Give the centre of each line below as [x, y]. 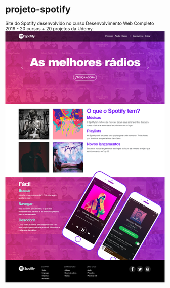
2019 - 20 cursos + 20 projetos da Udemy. [50, 28]
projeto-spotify [38, 9]
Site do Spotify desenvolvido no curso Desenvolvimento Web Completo [80, 23]
